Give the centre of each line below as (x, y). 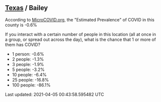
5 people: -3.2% (28, 69)
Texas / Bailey (26, 8)
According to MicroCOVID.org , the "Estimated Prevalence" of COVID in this (80, 19)
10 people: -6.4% (29, 74)
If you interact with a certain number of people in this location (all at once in (80, 34)
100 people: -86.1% (31, 85)
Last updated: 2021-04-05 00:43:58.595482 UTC (55, 94)
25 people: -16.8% (31, 80)
